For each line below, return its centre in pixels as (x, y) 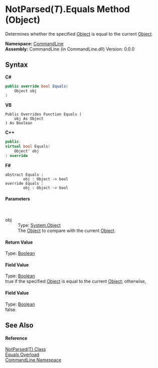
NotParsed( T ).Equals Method (68, 9)
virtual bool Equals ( (28, 146)
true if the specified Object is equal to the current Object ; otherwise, (76, 281)
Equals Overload (22, 355)
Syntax (17, 65)
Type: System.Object (39, 226)
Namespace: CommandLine (34, 43)
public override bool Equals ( (37, 86)
